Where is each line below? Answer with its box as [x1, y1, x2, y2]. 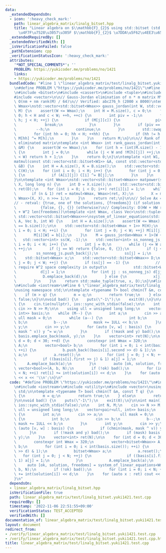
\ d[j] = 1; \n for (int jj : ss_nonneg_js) [14, 269, 152, 275]
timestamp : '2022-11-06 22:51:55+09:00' [9, 504, 94, 509]
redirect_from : [5, 527, 37, 532]
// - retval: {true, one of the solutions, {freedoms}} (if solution [14, 200, 161, 205]
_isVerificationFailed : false [9, 44, 72, 49]
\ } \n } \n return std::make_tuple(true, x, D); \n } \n [14, 278, 154, 283]
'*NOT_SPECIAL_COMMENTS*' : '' [14, 62, 77, 67]
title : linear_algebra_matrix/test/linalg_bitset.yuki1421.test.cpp [5, 541, 149, 546]
